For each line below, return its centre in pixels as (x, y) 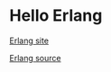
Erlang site (29, 40)
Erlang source (35, 58)
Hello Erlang (56, 16)
